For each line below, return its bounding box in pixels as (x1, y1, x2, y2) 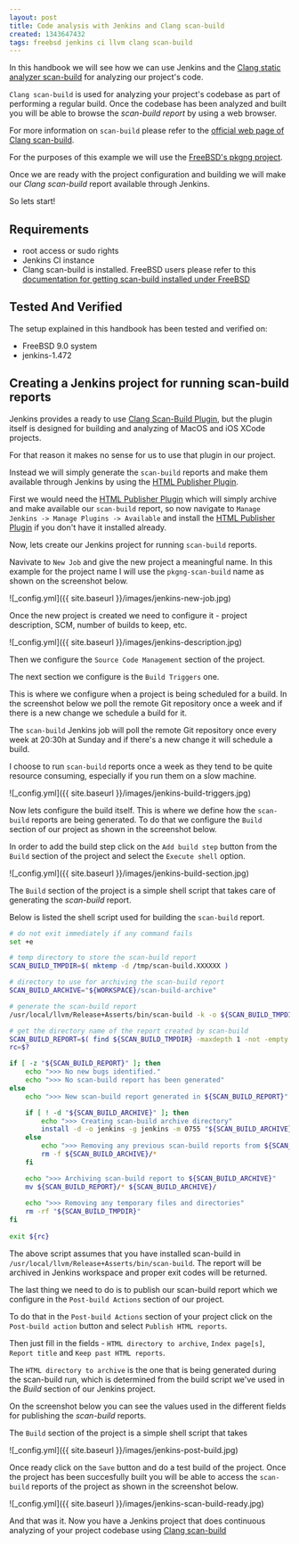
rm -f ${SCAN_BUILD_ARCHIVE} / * (41, 1150, 158, 1159)
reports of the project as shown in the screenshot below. (30, 1481, 238, 1491)
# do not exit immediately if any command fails (9, 928, 193, 938)
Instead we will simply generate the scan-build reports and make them (9, 467, 269, 478)
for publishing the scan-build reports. (9, 1409, 147, 1421)
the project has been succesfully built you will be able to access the (9, 1471, 258, 1482)
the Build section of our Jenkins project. (9, 1383, 156, 1394)
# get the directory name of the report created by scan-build (9, 1026, 249, 1035)
